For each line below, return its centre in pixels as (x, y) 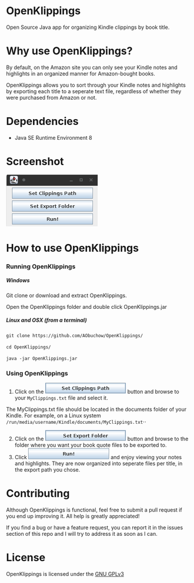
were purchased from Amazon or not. (51, 97)
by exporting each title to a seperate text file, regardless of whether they (94, 91)
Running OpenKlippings (41, 266)
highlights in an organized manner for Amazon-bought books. (81, 73)
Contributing (38, 494)
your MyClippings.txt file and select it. (61, 398)
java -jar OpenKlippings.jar (42, 358)
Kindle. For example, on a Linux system (53, 416)
